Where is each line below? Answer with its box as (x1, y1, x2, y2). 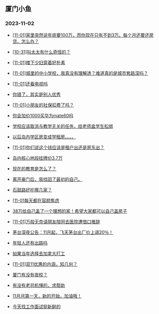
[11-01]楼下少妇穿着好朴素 (12, 59, 66, 65)
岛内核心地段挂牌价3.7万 (12, 155, 63, 161)
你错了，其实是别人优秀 (12, 91, 61, 97)
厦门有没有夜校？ (12, 272, 48, 278)
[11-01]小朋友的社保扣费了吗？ (12, 102, 74, 108)
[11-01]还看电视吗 (12, 80, 48, 86)
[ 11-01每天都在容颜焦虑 (12, 197, 60, 203)
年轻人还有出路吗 (12, 240, 48, 246)
